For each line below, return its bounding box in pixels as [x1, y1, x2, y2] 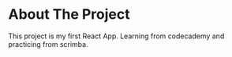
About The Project [8, 5, 130, 23]
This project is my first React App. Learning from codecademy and [8, 31, 225, 41]
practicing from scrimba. [8, 39, 88, 48]
